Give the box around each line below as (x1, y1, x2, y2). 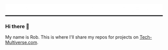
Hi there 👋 (5, 23, 30, 30)
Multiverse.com (5, 40, 37, 46)
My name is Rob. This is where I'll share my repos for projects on (5, 34, 139, 40)
